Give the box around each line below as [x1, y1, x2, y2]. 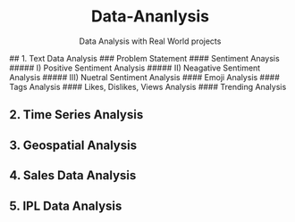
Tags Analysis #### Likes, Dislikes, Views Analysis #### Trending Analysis [9, 81, 287, 92]
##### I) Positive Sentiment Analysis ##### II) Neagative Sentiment [9, 62, 261, 73]
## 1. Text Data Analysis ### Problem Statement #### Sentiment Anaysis [9, 53, 280, 63]
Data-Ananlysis [90, 6, 210, 27]
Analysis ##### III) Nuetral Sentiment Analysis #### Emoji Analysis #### [9, 71, 280, 82]
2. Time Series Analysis [9, 107, 144, 122]
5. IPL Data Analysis [9, 198, 122, 213]
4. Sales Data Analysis [9, 168, 137, 184]
